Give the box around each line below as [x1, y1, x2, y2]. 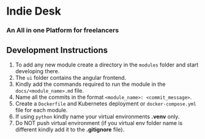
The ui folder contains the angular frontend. [15, 74, 127, 81]
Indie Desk [6, 4, 61, 18]
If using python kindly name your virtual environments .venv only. [15, 113, 180, 120]
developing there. [15, 67, 60, 74]
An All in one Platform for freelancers [6, 26, 119, 35]
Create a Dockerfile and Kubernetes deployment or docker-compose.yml [15, 99, 196, 107]
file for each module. [15, 106, 68, 113]
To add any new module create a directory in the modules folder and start [15, 61, 199, 68]
